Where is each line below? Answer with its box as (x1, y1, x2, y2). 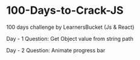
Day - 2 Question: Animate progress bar (6, 46, 106, 54)
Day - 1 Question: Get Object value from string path (6, 35, 134, 42)
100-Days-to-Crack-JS (6, 4, 124, 17)
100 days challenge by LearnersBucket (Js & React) (6, 23, 135, 31)
